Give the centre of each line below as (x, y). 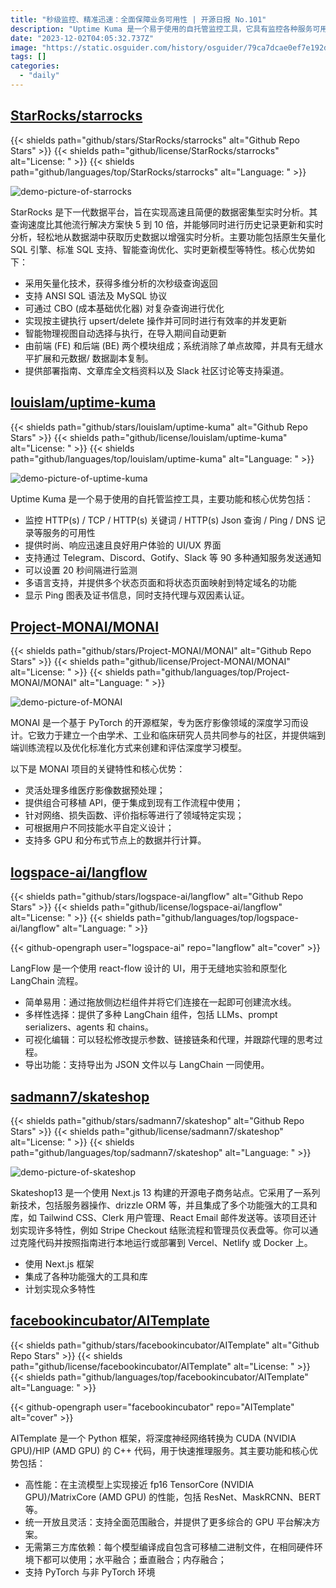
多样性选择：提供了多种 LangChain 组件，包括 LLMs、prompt (151, 1015)
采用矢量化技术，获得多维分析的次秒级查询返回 (121, 283)
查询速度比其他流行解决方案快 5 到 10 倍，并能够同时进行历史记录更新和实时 (167, 224)
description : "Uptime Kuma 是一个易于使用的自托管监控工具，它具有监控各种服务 (161, 29)
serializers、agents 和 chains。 (89, 1027)
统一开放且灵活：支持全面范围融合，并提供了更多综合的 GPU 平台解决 (168, 1522)
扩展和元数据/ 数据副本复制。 (93, 358)
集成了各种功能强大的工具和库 (86, 1276)
